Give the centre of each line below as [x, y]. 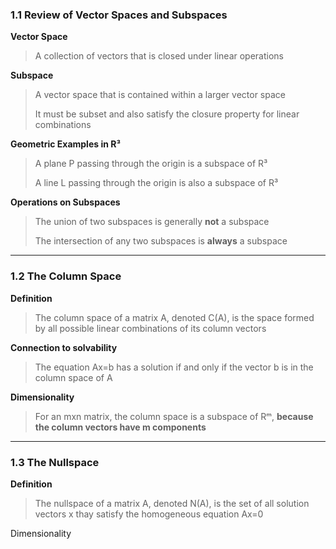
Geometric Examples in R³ [66, 144]
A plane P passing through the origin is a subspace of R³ [151, 164]
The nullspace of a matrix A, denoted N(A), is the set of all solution [172, 503]
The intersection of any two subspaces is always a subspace [161, 241]
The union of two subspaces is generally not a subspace [152, 222]
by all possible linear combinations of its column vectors [150, 328]
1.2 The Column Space [66, 276]
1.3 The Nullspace [55, 462]
